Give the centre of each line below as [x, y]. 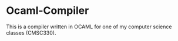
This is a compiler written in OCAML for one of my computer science [89, 27]
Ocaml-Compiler [48, 11]
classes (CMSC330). [31, 32]
